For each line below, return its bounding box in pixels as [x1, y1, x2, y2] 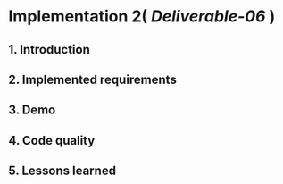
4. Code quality [8, 132, 96, 148]
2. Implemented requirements [8, 71, 178, 87]
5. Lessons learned [8, 163, 117, 179]
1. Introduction [8, 42, 90, 57]
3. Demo [8, 103, 56, 118]
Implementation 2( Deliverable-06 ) [8, 6, 276, 27]
